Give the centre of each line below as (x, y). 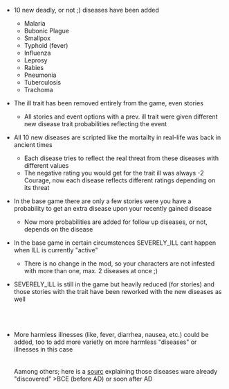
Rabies (34, 68)
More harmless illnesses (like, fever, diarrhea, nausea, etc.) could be (111, 335)
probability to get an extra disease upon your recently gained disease (113, 208)
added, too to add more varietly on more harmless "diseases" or (105, 342)
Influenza (37, 53)
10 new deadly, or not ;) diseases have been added (86, 10)
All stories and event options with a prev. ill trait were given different (121, 116)
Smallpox (37, 38)
